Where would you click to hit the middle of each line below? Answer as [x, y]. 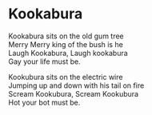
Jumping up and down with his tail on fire [76, 85]
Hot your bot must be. [44, 102]
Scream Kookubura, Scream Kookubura [73, 93]
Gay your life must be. [45, 61]
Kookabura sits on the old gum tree [66, 36]
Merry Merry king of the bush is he [66, 44]
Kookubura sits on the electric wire [66, 77]
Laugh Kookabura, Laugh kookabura [68, 53]
